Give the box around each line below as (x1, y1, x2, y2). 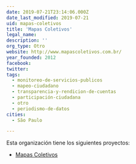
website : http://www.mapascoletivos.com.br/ (6, 49, 122, 55)
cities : (6, 111, 26, 117)
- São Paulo (12, 117, 43, 123)
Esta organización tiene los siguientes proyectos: (6, 139, 130, 147)
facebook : (6, 60, 32, 66)
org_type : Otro (6, 43, 45, 50)
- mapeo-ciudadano (12, 83, 59, 89)
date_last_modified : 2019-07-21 (6, 15, 89, 21)
